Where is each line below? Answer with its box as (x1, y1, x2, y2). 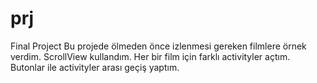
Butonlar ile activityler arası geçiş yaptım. (10, 61, 180, 73)
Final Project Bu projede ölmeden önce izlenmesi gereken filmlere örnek (10, 40, 307, 52)
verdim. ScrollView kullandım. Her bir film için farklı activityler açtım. (10, 50, 291, 62)
